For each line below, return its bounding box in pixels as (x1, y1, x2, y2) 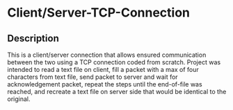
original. (7, 95, 31, 103)
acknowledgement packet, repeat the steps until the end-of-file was (7, 80, 203, 88)
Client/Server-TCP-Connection (7, 5, 190, 21)
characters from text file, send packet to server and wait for (7, 73, 179, 81)
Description (7, 33, 59, 44)
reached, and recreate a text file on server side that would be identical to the (7, 88, 227, 95)
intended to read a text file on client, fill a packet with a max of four (7, 66, 200, 73)
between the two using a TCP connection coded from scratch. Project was (7, 58, 221, 66)
